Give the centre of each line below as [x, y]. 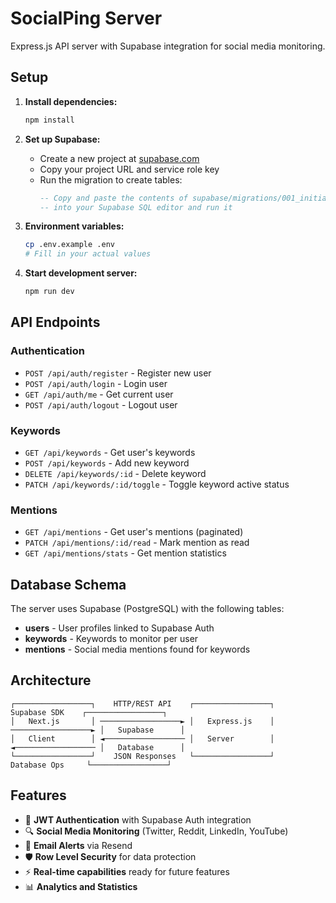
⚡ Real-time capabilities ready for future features [127, 871]
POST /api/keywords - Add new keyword [107, 463]
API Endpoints [55, 322]
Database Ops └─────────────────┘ [91, 765]
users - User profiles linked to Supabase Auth [119, 628]
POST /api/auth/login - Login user [96, 383]
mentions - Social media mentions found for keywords [137, 649]
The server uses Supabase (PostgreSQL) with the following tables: [147, 609]
